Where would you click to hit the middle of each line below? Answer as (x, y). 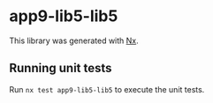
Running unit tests (61, 68)
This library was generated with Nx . (74, 40)
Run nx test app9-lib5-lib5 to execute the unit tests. (107, 89)
